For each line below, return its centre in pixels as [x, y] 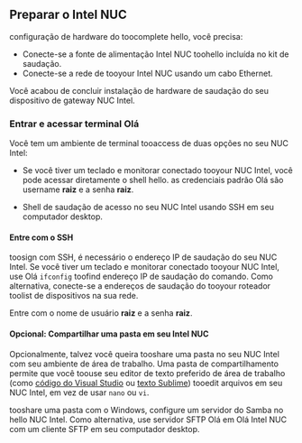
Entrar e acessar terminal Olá [74, 124]
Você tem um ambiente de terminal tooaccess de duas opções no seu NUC [149, 143]
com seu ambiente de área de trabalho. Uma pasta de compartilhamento [144, 364]
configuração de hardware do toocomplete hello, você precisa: [126, 36]
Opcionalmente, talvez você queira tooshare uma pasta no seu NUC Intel [144, 354]
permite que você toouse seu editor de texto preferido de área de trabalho [147, 373]
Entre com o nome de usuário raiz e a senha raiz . [101, 313]
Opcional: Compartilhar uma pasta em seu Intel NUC [109, 334]
